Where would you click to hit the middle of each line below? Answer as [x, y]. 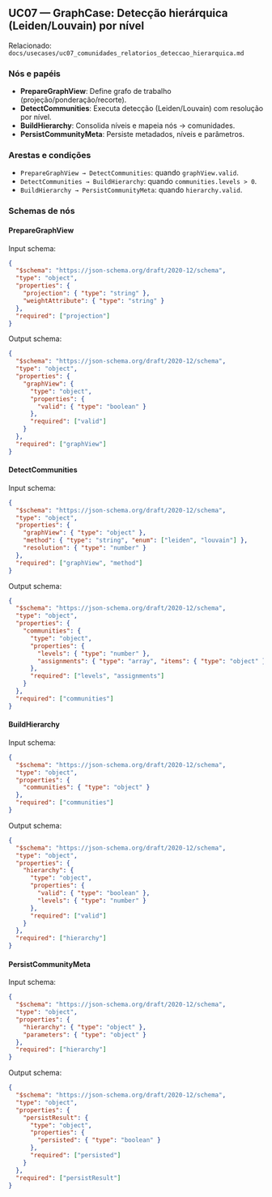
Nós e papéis [34, 74]
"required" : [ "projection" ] [63, 316]
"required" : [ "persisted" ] [75, 1156]
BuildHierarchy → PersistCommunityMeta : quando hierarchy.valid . [131, 190]
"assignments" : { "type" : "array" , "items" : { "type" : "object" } [152, 661]
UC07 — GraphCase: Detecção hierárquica [118, 13]
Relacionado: [30, 45]
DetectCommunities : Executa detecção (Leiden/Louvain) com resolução [142, 109]
